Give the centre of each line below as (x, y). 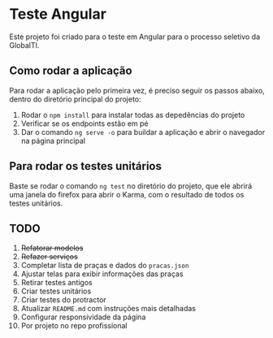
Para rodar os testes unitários (85, 166)
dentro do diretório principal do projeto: (75, 99)
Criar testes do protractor (63, 300)
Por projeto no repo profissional (74, 326)
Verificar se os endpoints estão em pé (84, 123)
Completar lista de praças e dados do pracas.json (105, 266)
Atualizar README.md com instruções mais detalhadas (108, 309)
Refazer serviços (49, 257)
